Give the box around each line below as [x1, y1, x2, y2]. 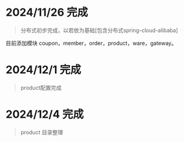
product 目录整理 [20, 128, 64, 136]
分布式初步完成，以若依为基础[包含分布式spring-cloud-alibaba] [20, 27, 178, 34]
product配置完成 [20, 84, 62, 91]
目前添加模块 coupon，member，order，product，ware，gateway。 [5, 39, 177, 47]
